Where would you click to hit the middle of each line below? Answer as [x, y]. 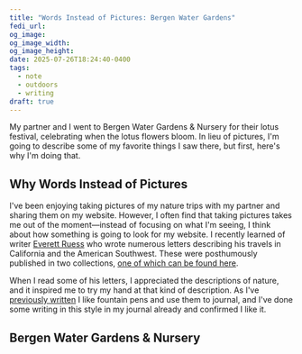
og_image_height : [42, 51]
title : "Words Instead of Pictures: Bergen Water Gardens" [123, 18]
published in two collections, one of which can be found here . [124, 263]
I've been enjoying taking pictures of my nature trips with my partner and [145, 206]
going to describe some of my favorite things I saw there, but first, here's [145, 146]
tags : [19, 68]
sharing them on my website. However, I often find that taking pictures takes [151, 215]
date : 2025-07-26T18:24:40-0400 [70, 59]
